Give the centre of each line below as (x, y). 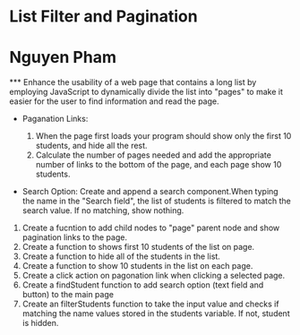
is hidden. (40, 323)
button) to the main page (68, 295)
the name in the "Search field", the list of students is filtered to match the (156, 201)
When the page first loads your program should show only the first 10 (163, 136)
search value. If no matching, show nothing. (103, 210)
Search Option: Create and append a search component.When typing (150, 192)
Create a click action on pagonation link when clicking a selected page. (154, 276)
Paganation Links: (55, 119)
